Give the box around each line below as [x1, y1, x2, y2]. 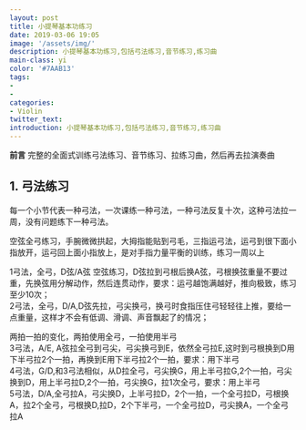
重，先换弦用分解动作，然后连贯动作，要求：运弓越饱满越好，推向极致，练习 [9, 277, 297, 288]
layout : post [9, 13, 59, 23]
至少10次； [9, 289, 50, 300]
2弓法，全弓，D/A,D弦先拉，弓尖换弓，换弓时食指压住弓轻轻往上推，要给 [9, 300, 284, 311]
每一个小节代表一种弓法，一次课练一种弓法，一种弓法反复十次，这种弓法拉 [9, 204, 289, 215]
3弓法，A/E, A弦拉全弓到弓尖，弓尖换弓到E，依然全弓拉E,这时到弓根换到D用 [9, 343, 295, 353]
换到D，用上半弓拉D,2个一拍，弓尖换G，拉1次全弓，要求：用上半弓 [9, 376, 261, 387]
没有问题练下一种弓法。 [25, 216, 114, 227]
